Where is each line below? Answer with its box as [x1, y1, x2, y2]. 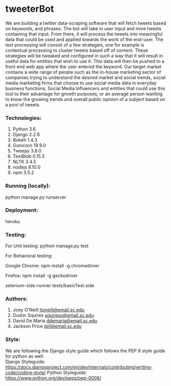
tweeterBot [5, 3, 55, 15]
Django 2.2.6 [12, 132, 40, 138]
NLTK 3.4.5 [12, 159, 37, 165]
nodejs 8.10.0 [12, 164, 41, 170]
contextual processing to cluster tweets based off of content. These [5, 47, 149, 53]
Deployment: [5, 207, 38, 214]
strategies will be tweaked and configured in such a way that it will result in [5, 52, 163, 59]
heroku [5, 218, 20, 224]
